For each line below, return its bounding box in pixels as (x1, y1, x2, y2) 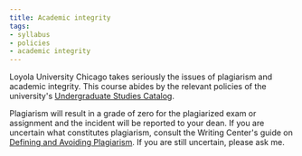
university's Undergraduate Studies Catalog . (9, 91, 175, 102)
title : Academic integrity (9, 13, 111, 23)
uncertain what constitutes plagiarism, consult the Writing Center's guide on (9, 127, 294, 138)
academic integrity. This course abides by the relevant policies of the (9, 81, 267, 92)
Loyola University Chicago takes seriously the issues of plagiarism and (9, 71, 273, 82)
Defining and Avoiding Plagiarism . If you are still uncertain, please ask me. (9, 137, 285, 148)
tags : (9, 22, 30, 31)
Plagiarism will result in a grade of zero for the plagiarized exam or (9, 108, 257, 119)
